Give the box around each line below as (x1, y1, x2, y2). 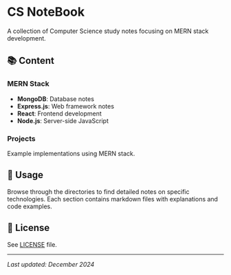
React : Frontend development (16, 109, 102, 118)
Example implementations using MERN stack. (7, 149, 135, 157)
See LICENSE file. (7, 240, 57, 248)
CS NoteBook (7, 4, 85, 20)
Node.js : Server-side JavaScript (16, 116, 109, 124)
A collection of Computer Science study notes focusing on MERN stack (7, 27, 209, 35)
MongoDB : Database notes (16, 94, 95, 103)
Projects (7, 133, 36, 143)
